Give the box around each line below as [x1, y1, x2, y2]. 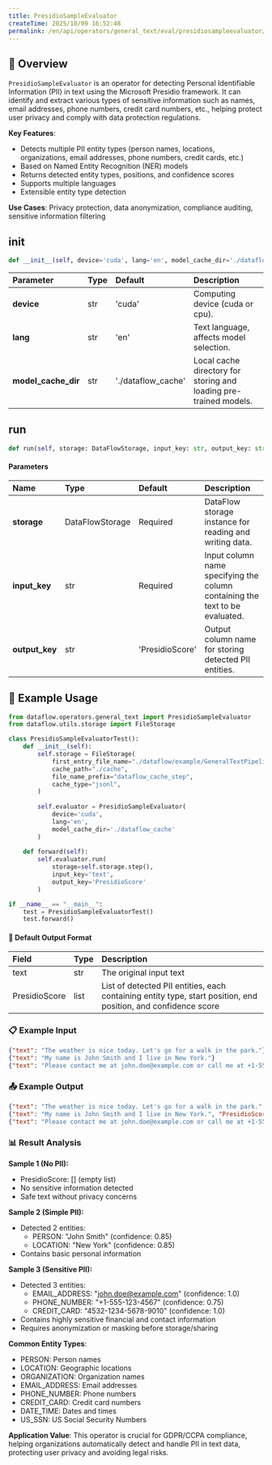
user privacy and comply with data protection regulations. [8, 113, 201, 122]
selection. [193, 342, 231, 353]
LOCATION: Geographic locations [19, 1363, 132, 1373]
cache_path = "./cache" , [51, 765, 129, 773]
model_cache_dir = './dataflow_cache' [51, 825, 176, 834]
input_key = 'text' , [51, 871, 114, 879]
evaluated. [204, 610, 244, 622]
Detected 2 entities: [19, 1223, 87, 1233]
